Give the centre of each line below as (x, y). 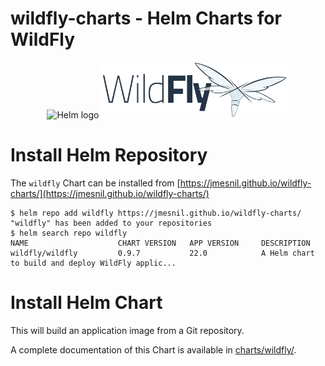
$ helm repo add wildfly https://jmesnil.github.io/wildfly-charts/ (156, 213)
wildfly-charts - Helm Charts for (146, 18)
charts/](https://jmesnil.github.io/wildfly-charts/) (110, 193)
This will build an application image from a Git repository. (127, 330)
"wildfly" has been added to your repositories (111, 223)
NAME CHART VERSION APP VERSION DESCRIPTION (160, 243)
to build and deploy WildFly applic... (93, 263)
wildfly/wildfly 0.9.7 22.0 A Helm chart (162, 253)
